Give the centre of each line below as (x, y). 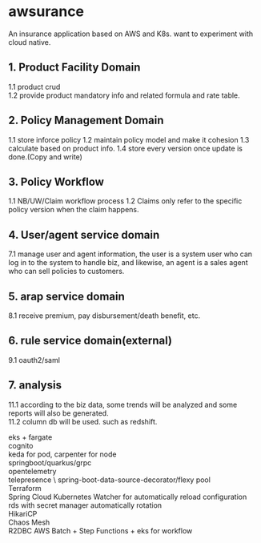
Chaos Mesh (29, 522)
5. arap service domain (67, 296)
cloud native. (30, 42)
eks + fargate (30, 437)
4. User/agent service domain (84, 235)
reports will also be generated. (59, 413)
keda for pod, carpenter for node (62, 454)
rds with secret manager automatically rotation (85, 505)
